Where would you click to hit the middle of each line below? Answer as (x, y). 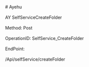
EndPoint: (15, 49)
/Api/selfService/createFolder (35, 59)
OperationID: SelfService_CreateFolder (44, 38)
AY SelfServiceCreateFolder (34, 17)
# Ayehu (14, 7)
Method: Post (19, 28)
